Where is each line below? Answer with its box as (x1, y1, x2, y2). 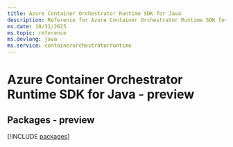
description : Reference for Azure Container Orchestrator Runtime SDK (7, 17, 216, 23)
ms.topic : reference (7, 29, 67, 37)
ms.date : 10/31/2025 (7, 23, 67, 30)
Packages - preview (7, 114, 95, 126)
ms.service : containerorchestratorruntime (7, 42, 132, 49)
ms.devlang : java (7, 36, 58, 43)
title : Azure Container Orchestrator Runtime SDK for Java (7, 10, 182, 17)
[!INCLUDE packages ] (7, 133, 70, 140)
